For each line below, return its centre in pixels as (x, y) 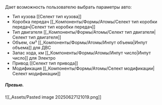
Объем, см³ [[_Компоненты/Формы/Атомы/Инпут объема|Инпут (80, 42)
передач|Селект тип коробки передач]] (54, 27)
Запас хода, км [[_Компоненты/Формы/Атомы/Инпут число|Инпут (81, 53)
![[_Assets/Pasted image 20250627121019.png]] (53, 97)
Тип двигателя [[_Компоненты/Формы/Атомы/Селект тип (72, 32)
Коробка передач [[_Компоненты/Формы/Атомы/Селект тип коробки (85, 22)
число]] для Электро (34, 58)
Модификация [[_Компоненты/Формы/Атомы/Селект (68, 68)
